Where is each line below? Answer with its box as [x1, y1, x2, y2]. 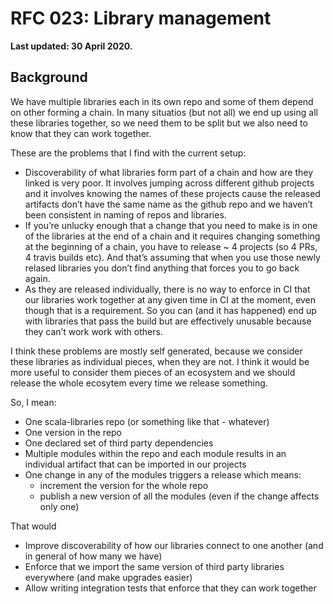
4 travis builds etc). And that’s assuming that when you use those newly [24, 251, 321, 263]
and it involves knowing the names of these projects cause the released [24, 187, 321, 199]
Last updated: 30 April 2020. [10, 40, 133, 52]
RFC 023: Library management [10, 7, 272, 30]
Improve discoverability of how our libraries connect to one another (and [24, 539, 324, 551]
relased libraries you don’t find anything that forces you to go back [24, 262, 300, 274]
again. [24, 272, 51, 284]
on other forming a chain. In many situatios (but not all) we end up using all [10, 106, 318, 118]
